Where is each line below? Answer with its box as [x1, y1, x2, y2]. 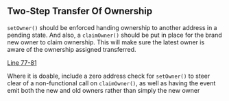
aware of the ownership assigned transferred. [7, 45, 136, 53]
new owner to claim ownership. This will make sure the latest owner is [7, 38, 205, 46]
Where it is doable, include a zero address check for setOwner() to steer [7, 72, 210, 80]
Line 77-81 [7, 58, 37, 67]
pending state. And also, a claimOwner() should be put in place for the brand [7, 31, 223, 39]
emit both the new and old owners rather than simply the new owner [7, 86, 200, 94]
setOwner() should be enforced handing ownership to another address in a [7, 23, 217, 31]
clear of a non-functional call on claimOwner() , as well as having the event [7, 78, 216, 87]
